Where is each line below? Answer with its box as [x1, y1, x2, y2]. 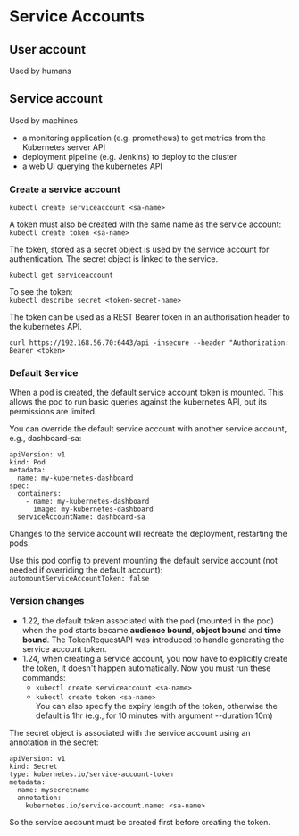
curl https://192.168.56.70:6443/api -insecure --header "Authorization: [9, 339, 290, 347]
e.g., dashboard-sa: [9, 433, 82, 444]
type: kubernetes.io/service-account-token [9, 770, 174, 779]
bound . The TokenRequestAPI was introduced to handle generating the [21, 634, 285, 645]
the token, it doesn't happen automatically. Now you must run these [21, 663, 271, 673]
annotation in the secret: [9, 737, 99, 748]
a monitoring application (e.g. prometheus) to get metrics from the [21, 132, 266, 143]
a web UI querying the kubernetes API [21, 161, 163, 171]
